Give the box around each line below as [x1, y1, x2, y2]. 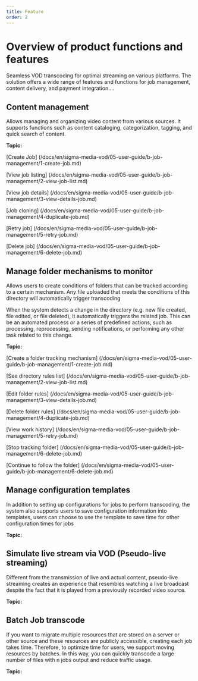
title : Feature [6, 8, 44, 15]
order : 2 [6, 14, 28, 20]
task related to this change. [6, 331, 73, 339]
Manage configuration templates [6, 485, 131, 495]
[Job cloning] [6, 207, 39, 214]
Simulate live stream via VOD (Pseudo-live [6, 548, 166, 559]
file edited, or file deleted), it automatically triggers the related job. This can [6, 313, 191, 320]
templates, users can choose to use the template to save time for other [6, 513, 180, 520]
